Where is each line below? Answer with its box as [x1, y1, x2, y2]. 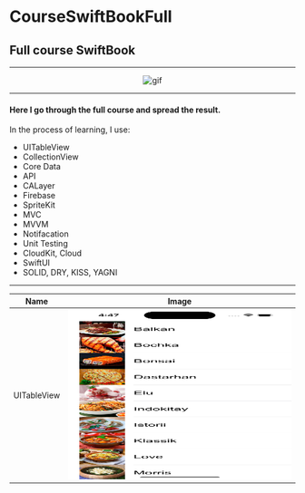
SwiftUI [22, 257, 51, 268]
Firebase [22, 190, 56, 201]
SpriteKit [22, 199, 56, 210]
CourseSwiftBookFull [9, 6, 172, 27]
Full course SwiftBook [9, 43, 136, 58]
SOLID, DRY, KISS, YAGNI [22, 267, 118, 278]
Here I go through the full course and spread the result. [9, 104, 221, 115]
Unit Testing [22, 238, 68, 249]
